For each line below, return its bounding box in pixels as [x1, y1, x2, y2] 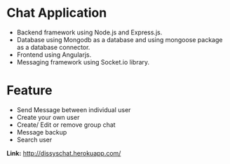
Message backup [16, 128, 67, 136]
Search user [16, 135, 53, 144]
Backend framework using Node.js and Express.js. [16, 28, 163, 36]
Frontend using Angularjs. [16, 50, 92, 59]
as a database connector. [16, 43, 90, 51]
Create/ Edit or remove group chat [16, 121, 116, 129]
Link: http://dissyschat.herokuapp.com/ [6, 149, 121, 157]
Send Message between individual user [16, 105, 131, 114]
